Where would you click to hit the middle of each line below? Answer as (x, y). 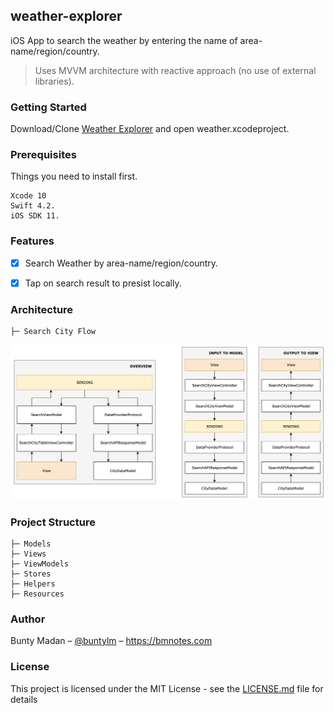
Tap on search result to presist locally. (103, 283)
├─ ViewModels (40, 564)
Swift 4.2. (33, 206)
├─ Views (28, 554)
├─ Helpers (33, 584)
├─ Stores (31, 574)
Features (32, 241)
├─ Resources (37, 594)
